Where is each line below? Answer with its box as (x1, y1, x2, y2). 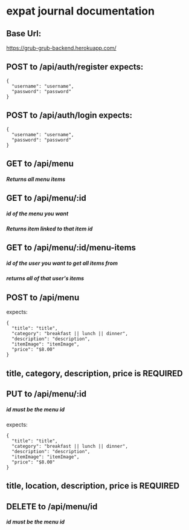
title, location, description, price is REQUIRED (6, 481, 180, 491)
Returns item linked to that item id (6, 225, 93, 232)
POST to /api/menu (6, 292, 80, 303)
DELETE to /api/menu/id (6, 501, 98, 512)
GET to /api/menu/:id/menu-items (6, 243, 136, 253)
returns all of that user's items (6, 275, 85, 282)
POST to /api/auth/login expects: (6, 110, 133, 120)
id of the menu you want (6, 210, 69, 217)
